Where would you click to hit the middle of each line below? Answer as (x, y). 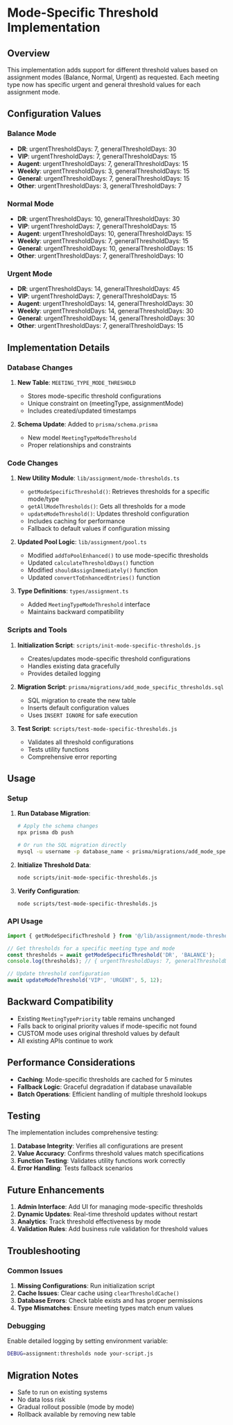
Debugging (26, 1326)
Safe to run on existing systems (62, 1392)
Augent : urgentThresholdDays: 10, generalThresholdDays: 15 (104, 233)
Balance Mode (32, 133)
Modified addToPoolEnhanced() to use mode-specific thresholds (118, 555)
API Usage (25, 921)
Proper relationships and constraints (79, 445)
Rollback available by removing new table (76, 1414)
